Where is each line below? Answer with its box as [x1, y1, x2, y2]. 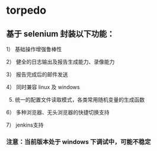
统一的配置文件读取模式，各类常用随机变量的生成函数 [14, 96, 145, 103]
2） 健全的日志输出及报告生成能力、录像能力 [6, 58, 115, 65]
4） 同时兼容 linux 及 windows [6, 84, 80, 90]
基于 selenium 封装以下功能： [6, 29, 115, 39]
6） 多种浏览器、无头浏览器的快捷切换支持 [6, 109, 110, 116]
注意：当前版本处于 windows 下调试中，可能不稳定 [6, 137, 151, 146]
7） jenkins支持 [6, 121, 44, 128]
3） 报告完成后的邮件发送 [6, 71, 68, 78]
